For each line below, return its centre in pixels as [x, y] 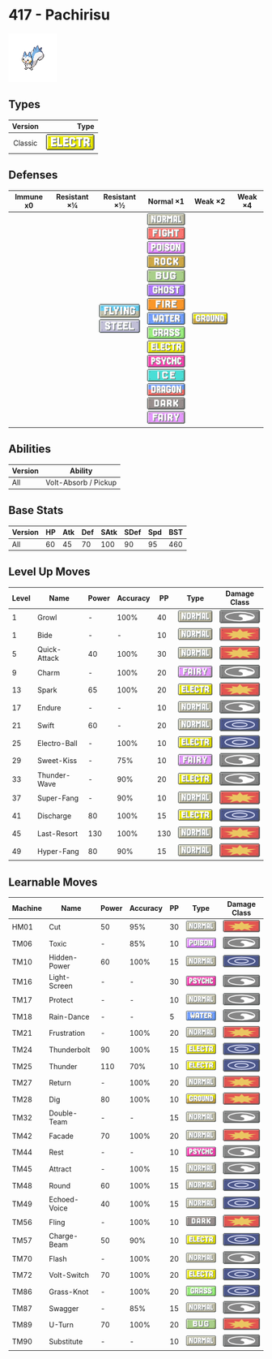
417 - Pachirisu [59, 15]
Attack [48, 658]
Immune [29, 197]
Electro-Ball [58, 743]
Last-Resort [58, 833]
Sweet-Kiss [57, 761]
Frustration [67, 1033]
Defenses [33, 175]
